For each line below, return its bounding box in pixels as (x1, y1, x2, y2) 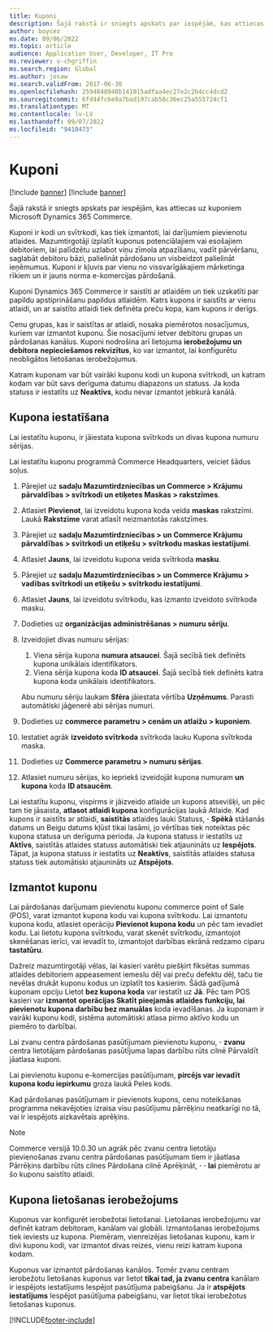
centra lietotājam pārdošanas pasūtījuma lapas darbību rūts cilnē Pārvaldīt (9, 1046, 259, 1056)
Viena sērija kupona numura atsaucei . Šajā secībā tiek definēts (32, 650, 246, 659)
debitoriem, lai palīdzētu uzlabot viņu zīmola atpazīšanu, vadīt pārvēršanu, (9, 245, 259, 255)
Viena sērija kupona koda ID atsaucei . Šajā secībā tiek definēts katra (32, 668, 263, 677)
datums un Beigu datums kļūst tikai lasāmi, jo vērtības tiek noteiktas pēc (9, 822, 251, 832)
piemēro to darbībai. (9, 1021, 78, 1031)
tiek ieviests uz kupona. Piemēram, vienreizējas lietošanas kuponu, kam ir (9, 1232, 255, 1242)
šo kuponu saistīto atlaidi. (9, 1169, 95, 1179)
